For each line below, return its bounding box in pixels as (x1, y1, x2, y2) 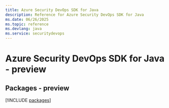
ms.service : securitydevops (5, 31, 65, 36)
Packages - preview (5, 84, 70, 92)
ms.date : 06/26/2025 (5, 17, 49, 22)
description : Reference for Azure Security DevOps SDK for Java (5, 12, 144, 17)
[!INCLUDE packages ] (5, 97, 51, 103)
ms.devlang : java (5, 26, 42, 31)
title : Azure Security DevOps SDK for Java (5, 7, 99, 13)
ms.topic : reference (5, 21, 49, 27)
